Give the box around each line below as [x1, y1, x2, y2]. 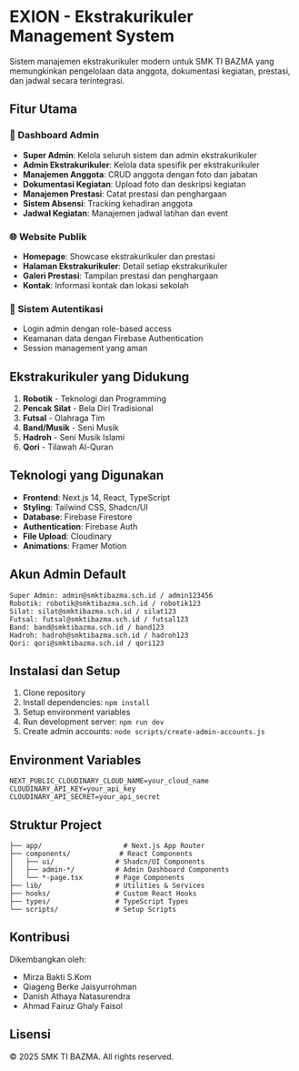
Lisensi [9, 1026, 52, 1043]
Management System [9, 25, 175, 46]
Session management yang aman [22, 343, 148, 354]
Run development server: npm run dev [22, 716, 164, 727]
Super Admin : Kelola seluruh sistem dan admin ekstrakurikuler [22, 149, 257, 160]
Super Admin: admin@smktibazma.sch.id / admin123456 [9, 591, 214, 600]
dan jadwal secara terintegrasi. [9, 75, 125, 86]
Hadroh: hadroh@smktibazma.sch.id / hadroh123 [9, 631, 189, 640]
